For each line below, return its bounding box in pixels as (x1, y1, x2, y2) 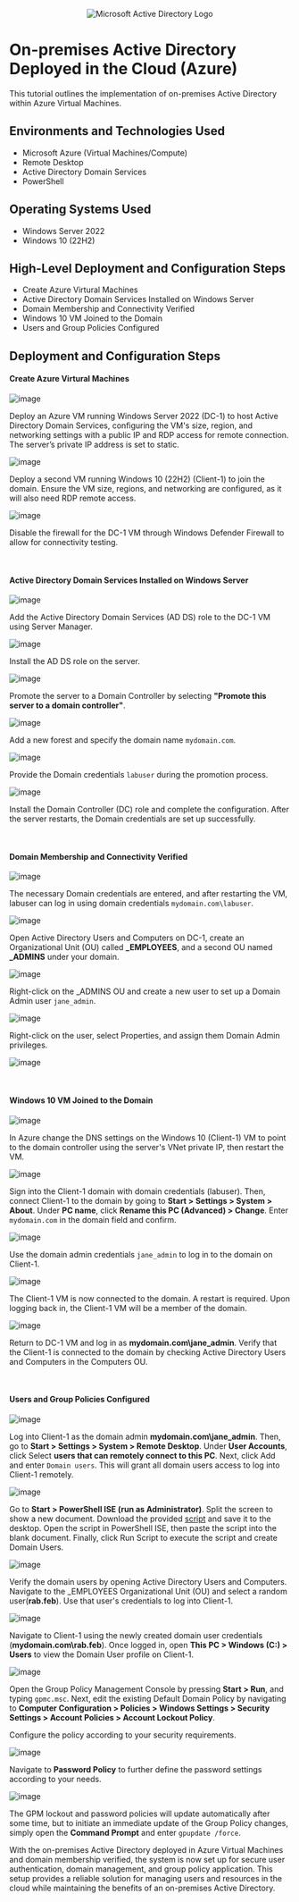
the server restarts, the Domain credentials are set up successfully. (9, 813, 256, 824)
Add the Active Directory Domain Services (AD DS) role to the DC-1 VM (9, 612, 270, 623)
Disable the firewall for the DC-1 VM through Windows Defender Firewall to (9, 527, 285, 538)
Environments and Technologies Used (9, 123, 226, 139)
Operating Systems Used (9, 202, 152, 217)
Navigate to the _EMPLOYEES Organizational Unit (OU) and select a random (9, 1586, 287, 1596)
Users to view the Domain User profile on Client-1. (9, 1649, 195, 1660)
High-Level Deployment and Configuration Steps (9, 260, 287, 276)
